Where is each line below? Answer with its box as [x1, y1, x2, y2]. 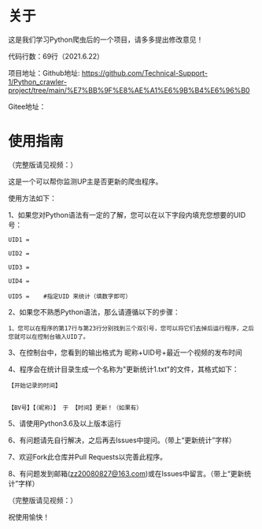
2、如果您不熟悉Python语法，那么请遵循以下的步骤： [8, 307, 181, 316]
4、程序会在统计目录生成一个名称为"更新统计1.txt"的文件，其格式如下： [8, 364, 239, 374]
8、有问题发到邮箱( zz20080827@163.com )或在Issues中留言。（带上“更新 [8, 468, 245, 478]
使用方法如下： [8, 193, 57, 203]
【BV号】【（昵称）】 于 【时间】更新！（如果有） [8, 404, 143, 412]
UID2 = [8, 249, 30, 257]
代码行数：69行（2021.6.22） [8, 51, 104, 61]
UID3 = [8, 263, 30, 271]
